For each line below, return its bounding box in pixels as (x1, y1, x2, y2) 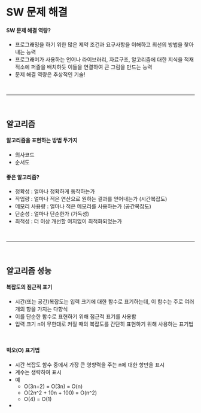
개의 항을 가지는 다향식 (14, 305, 68, 313)
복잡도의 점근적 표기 (6, 283, 53, 290)
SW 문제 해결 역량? (6, 26, 51, 33)
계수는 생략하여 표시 (14, 368, 62, 375)
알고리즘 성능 (6, 265, 52, 276)
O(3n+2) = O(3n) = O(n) (23, 383, 83, 390)
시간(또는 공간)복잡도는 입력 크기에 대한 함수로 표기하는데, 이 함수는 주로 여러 (14, 298, 194, 305)
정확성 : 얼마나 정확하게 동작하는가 (14, 188, 95, 195)
